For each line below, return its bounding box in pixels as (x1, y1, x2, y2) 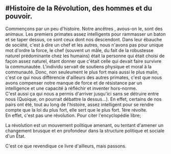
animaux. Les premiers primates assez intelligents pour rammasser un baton (5, 31, 166, 37)
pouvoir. (5, 12, 33, 21)
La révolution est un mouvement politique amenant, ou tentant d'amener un (5, 122, 164, 128)
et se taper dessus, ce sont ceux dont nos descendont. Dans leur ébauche (5, 36, 162, 42)
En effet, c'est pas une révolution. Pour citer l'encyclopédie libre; (5, 112, 141, 118)
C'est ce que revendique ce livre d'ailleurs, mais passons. (5, 143, 127, 149)
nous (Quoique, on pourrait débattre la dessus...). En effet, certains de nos (5, 96, 162, 102)
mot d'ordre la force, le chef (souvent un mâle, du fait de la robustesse (5, 47, 154, 53)
